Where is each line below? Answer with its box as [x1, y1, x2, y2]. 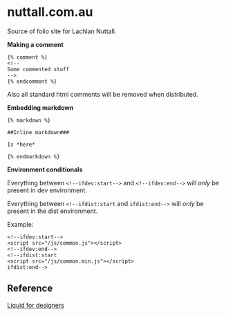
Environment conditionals [7, 165, 83, 174]
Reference [7, 283, 53, 295]
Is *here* [7, 141, 36, 148]
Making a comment [7, 40, 64, 48]
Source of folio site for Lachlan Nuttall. [7, 27, 117, 35]
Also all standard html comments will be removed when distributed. [7, 90, 199, 98]
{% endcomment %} [7, 77, 57, 85]
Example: [7, 220, 34, 228]
